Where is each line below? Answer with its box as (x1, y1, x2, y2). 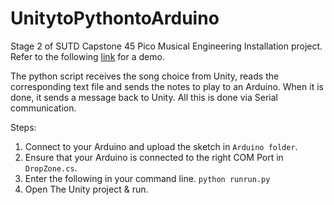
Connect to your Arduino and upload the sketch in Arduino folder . (24, 140, 298, 152)
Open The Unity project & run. (24, 183, 149, 195)
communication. (10, 102, 77, 114)
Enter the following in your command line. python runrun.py (24, 172, 271, 184)
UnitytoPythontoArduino (10, 7, 220, 30)
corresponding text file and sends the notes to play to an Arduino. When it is (10, 80, 324, 92)
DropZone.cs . (24, 162, 78, 174)
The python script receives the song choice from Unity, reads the (10, 70, 280, 82)
